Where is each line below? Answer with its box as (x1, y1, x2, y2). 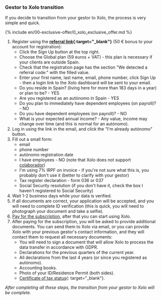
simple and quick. (5, 20, 40, 26)
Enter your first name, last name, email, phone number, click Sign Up (19, 75, 156, 81)
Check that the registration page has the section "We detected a (19, 64, 147, 70)
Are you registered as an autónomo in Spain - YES (19, 95, 119, 101)
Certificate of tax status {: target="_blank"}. (19, 275, 105, 281)
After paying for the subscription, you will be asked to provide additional (12, 219, 156, 225)
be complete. (5, 290, 31, 296)
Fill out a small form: (12, 136, 53, 142)
